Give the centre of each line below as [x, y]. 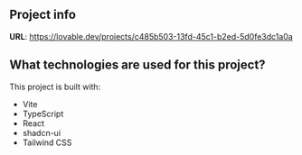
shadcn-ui [42, 132]
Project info [43, 15]
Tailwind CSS [47, 142]
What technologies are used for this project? [137, 65]
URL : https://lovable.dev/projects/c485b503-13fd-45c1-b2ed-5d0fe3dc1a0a [151, 36]
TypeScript [43, 114]
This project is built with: [55, 87]
